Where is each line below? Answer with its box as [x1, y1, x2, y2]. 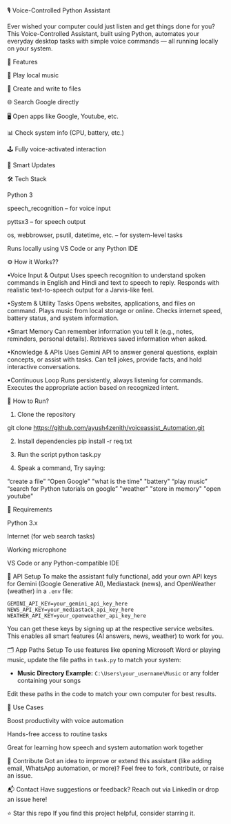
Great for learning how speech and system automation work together [7, 743, 203, 751]
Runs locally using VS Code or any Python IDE [7, 245, 139, 252]
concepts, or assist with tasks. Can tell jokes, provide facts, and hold [7, 355, 202, 364]
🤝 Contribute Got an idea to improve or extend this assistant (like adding [7, 757, 212, 765]
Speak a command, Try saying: [17, 464, 106, 472]
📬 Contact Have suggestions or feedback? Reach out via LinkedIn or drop [7, 785, 219, 794]
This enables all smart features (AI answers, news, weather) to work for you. [7, 632, 224, 640]
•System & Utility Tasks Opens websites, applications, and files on [7, 299, 196, 307]
